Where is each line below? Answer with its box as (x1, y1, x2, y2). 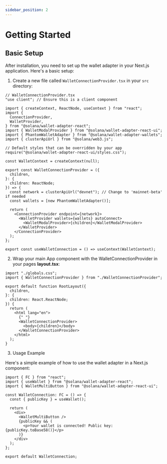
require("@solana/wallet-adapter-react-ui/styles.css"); (5, 149, 127, 155)
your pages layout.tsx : (12, 261, 60, 267)
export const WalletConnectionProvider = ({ (5, 167, 100, 173)
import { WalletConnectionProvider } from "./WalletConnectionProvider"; (5, 275, 163, 280)
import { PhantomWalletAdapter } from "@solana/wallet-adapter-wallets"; (5, 132, 163, 137)
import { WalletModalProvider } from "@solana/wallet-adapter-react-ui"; (5, 128, 163, 133)
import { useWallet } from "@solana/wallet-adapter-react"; (5, 379, 134, 384)
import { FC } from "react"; (5, 374, 66, 380)
